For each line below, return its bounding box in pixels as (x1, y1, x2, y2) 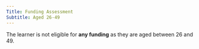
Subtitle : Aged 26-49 (6, 14, 60, 20)
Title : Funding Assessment (6, 8, 74, 15)
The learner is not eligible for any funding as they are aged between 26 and (6, 30, 193, 38)
